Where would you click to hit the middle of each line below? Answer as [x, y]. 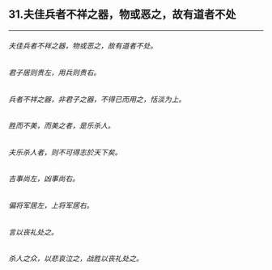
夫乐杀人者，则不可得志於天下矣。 [65, 152]
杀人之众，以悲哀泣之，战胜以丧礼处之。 [76, 259]
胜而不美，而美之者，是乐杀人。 [62, 126]
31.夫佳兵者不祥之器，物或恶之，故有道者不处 [122, 15]
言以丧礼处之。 [33, 232]
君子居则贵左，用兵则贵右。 [55, 73]
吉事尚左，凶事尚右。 [44, 179]
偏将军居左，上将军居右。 [51, 205]
